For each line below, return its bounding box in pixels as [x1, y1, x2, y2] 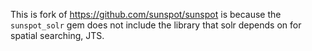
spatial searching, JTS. [10, 30, 105, 41]
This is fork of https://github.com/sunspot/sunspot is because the [10, 9, 282, 20]
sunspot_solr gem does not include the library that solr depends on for [10, 19, 302, 31]
